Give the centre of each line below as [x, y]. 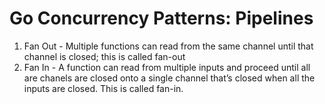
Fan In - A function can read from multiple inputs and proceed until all [167, 67]
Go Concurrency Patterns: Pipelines [161, 18]
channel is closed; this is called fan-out [104, 56]
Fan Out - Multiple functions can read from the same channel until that [168, 46]
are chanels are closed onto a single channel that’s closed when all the [169, 78]
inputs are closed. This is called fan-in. [103, 88]
